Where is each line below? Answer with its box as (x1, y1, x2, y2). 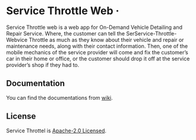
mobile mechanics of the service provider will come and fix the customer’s (6, 48, 188, 56)
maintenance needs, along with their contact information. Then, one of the (6, 43, 188, 50)
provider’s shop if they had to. (6, 61, 80, 69)
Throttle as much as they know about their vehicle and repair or (29, 36, 184, 43)
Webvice (6, 36, 28, 43)
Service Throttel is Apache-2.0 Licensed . (6, 127, 107, 134)
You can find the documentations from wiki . (6, 94, 113, 101)
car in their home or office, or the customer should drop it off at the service (6, 55, 190, 62)
